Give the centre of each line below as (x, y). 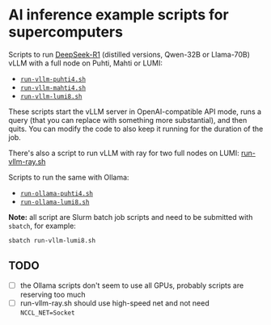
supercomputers (66, 32)
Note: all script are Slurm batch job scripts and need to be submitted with (131, 217)
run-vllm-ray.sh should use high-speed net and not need (115, 303)
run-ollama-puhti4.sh (56, 193)
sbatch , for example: (42, 226)
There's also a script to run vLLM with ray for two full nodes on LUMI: (124, 153)
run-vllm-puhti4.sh (53, 79)
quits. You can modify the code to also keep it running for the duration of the (136, 129)
